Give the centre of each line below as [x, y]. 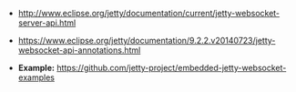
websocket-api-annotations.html [79, 50]
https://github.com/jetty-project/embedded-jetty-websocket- [171, 68]
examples [36, 77]
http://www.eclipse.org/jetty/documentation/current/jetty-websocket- [149, 13]
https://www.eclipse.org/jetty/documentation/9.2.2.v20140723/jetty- [147, 41]
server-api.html [47, 23]
